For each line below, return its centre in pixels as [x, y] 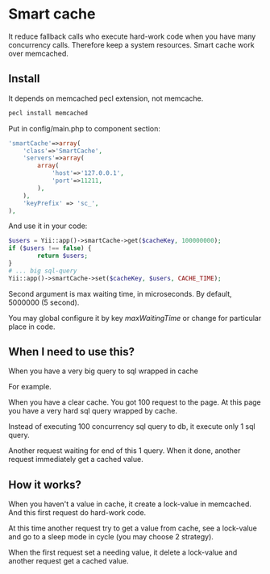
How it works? [45, 485]
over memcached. [38, 53]
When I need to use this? [72, 352]
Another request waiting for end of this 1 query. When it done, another [125, 451]
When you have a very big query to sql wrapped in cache [104, 371]
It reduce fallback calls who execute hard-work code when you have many [132, 36]
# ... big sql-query [43, 271]
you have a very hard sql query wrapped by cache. [93, 411]
